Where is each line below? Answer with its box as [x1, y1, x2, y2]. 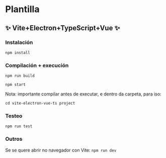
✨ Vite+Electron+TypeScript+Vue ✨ [5, 24, 120, 32]
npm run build [5, 73, 35, 79]
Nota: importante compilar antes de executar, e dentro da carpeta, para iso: [5, 91, 162, 97]
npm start [5, 82, 26, 87]
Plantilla [5, 4, 40, 15]
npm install [5, 50, 30, 55]
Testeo [5, 113, 23, 120]
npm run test [5, 124, 33, 129]
